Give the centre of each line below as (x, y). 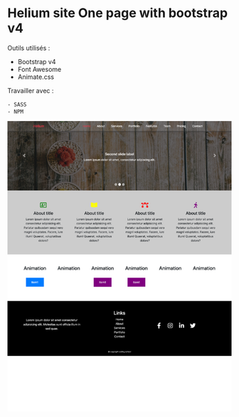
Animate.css (36, 77)
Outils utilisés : (29, 48)
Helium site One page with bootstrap (118, 13)
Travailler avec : (31, 90)
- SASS (17, 105)
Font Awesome (39, 69)
